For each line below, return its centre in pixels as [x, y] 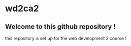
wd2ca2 [22, 9]
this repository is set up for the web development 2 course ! [66, 38]
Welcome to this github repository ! [60, 27]
